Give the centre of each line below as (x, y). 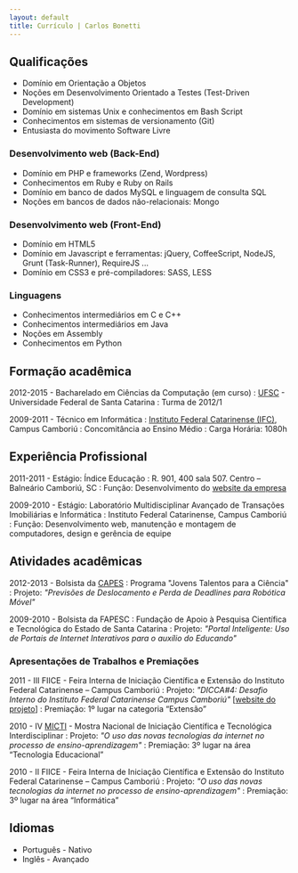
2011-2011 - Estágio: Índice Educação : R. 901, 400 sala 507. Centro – (135, 478)
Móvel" (22, 601)
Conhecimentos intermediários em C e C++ (102, 315)
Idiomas (32, 828)
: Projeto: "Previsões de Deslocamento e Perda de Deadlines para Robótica (148, 592)
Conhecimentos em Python (72, 343)
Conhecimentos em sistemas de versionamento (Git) (118, 121)
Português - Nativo (57, 849)
